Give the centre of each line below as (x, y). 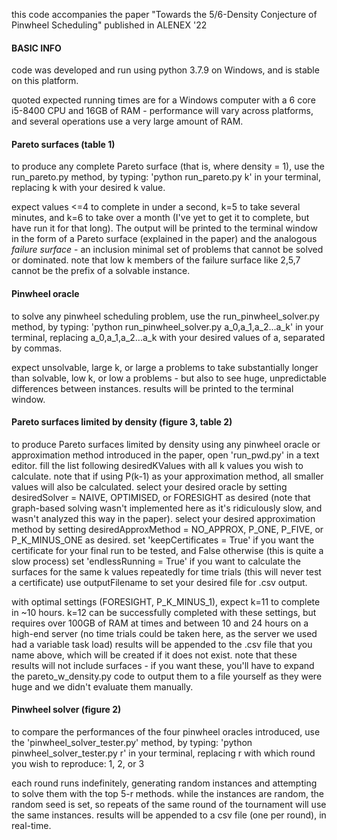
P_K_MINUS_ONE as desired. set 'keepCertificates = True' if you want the (163, 540)
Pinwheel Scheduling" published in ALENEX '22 (109, 25)
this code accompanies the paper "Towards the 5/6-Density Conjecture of (164, 14)
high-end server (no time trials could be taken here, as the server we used (164, 633)
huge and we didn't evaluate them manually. (102, 686)
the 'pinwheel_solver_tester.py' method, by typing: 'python (132, 743)
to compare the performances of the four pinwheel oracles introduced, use (166, 732)
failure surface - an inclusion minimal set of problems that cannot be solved (167, 250)
